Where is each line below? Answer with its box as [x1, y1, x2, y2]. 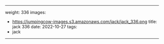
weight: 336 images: [5, 10, 46, 15]
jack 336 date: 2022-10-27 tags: [12, 24, 77, 29]
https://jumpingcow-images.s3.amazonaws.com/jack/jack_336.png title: [12, 19, 157, 24]
